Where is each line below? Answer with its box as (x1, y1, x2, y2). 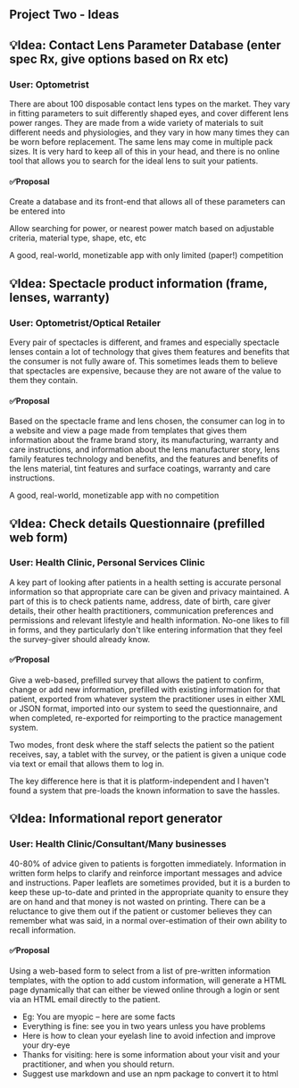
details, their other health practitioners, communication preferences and (9, 605, 274, 615)
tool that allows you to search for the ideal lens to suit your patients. (9, 155, 259, 166)
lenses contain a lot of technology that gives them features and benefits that (9, 346, 290, 356)
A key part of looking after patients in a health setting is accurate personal (9, 576, 281, 588)
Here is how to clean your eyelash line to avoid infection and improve (21, 1030, 276, 1041)
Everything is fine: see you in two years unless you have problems (21, 1020, 266, 1031)
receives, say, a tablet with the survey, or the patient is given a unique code (9, 749, 287, 760)
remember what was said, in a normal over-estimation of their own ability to (9, 915, 287, 925)
